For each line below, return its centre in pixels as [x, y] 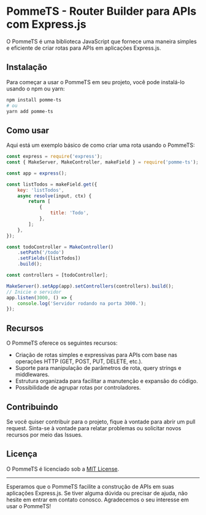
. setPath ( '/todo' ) [41, 253]
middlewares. [32, 375]
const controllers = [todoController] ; [57, 275]
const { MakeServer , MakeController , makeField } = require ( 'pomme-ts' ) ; [103, 162]
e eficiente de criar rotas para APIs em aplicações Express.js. [84, 48]
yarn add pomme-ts [30, 111]
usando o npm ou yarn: [36, 88]
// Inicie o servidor [34, 292]
